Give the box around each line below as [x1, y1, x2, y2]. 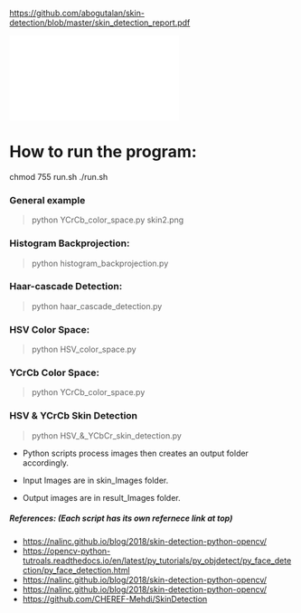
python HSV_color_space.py [31, 344, 137, 355]
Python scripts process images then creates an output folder [22, 448, 249, 458]
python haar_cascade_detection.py [31, 300, 163, 311]
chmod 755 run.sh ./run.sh [9, 171, 108, 182]
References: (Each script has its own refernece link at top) [9, 513, 233, 523]
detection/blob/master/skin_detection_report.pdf [9, 17, 191, 28]
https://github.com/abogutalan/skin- [9, 8, 145, 18]
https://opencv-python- [22, 545, 111, 556]
